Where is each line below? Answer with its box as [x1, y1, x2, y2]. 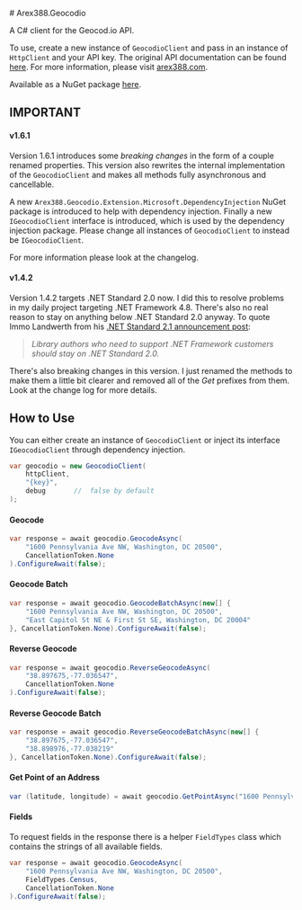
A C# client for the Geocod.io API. [9, 25, 135, 35]
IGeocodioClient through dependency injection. [9, 444, 186, 455]
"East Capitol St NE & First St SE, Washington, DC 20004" [25, 615, 252, 624]
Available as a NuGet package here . [9, 79, 142, 89]
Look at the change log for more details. [9, 384, 157, 395]
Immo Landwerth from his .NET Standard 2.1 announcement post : [9, 321, 252, 332]
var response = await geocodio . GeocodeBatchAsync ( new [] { [9, 598, 231, 608]
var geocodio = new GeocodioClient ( [9, 461, 147, 470]
